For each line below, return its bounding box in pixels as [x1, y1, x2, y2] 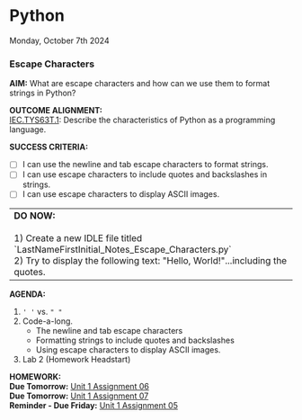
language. [9, 124, 47, 135]
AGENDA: [9, 289, 47, 299]
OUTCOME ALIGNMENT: [9, 105, 103, 116]
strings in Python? [9, 87, 76, 99]
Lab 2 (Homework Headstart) [22, 354, 131, 365]
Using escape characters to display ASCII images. [35, 344, 221, 355]
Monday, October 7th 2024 [9, 35, 110, 46]
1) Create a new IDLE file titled [13, 232, 143, 245]
